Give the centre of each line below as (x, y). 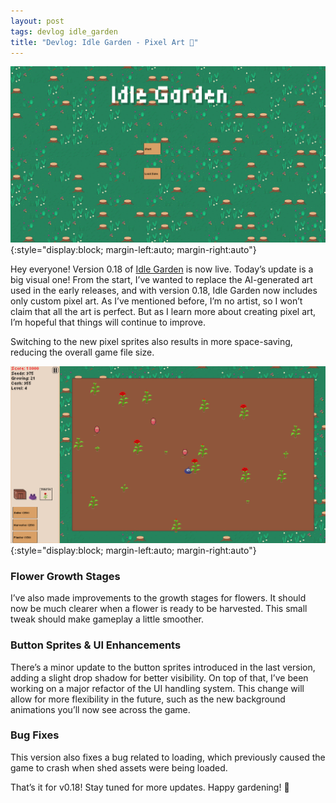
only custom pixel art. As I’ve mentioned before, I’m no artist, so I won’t (156, 301)
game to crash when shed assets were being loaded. (119, 767)
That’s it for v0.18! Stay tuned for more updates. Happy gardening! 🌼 (150, 787)
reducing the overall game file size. (82, 352)
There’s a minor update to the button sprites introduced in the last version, (163, 667)
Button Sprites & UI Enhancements (96, 645)
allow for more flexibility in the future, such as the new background (148, 699)
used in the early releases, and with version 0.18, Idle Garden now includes (164, 290)
